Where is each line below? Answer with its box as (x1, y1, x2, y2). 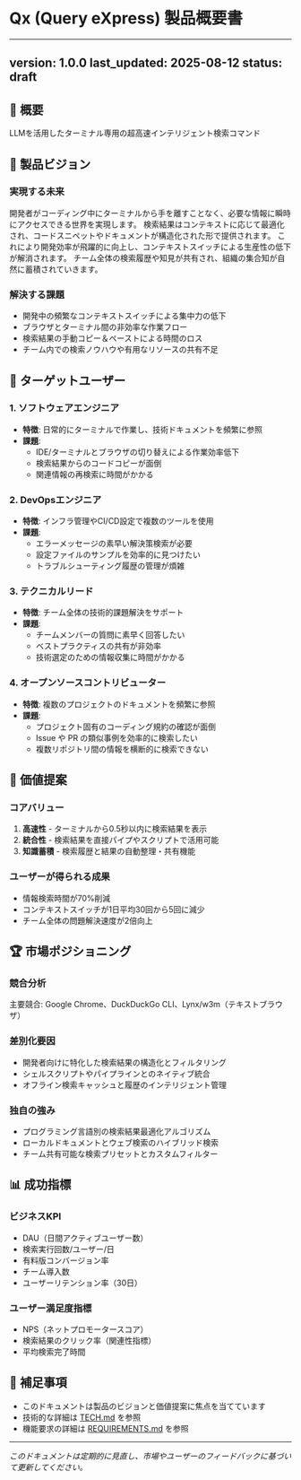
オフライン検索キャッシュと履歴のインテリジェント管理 (21, 1079, 227, 1090)
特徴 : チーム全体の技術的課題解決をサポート (21, 607, 185, 618)
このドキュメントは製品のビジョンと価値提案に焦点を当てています (21, 1400, 266, 1411)
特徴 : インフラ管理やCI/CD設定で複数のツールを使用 (21, 516, 214, 527)
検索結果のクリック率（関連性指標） (21, 1335, 157, 1345)
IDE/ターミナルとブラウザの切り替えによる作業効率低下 (35, 446, 240, 457)
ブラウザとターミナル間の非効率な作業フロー (21, 322, 188, 333)
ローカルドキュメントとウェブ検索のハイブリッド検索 (21, 1136, 219, 1148)
